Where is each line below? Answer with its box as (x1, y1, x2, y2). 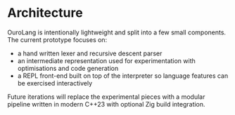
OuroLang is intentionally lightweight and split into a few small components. (7, 28, 227, 36)
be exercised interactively (17, 79, 93, 87)
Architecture (7, 5, 83, 21)
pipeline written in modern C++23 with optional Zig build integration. (7, 100, 205, 108)
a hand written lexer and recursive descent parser (17, 49, 163, 57)
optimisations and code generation (17, 64, 119, 72)
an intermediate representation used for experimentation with (17, 56, 196, 65)
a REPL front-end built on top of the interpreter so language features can (17, 72, 229, 80)
